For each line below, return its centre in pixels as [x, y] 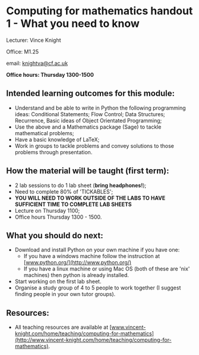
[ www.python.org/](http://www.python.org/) [78, 263]
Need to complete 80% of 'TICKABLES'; [64, 191]
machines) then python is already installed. [76, 275]
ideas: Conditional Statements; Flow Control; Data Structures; [90, 114]
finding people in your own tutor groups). [65, 294]
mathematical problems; [44, 133]
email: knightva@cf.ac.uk [37, 63]
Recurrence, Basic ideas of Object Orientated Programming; [88, 120]
